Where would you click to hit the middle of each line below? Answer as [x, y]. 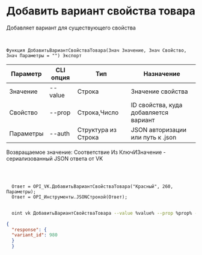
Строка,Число [98, 112]
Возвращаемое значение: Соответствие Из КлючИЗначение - [86, 152]
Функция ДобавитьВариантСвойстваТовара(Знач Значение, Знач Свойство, [96, 50]
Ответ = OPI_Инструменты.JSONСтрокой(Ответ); [70, 197]
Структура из [97, 129]
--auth [60, 134]
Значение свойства [159, 91]
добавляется [150, 112]
